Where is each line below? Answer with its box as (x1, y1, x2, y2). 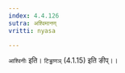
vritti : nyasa (8, 26, 56, 34)
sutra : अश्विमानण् (8, 19, 56, 27)
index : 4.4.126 (8, 11, 60, 20)
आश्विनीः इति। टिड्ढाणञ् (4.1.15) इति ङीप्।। (8, 55, 119, 65)
